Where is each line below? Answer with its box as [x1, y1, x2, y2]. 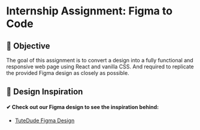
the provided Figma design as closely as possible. [6, 69, 130, 76]
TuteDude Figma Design [14, 117, 75, 124]
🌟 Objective [6, 41, 50, 51]
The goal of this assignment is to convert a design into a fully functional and [6, 57, 193, 64]
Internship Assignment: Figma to [6, 4, 172, 18]
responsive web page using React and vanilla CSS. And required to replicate [6, 63, 194, 70]
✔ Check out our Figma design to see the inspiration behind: [6, 103, 159, 110]
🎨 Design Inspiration [6, 87, 83, 97]
